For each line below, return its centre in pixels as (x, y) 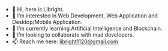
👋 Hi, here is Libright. (38, 9)
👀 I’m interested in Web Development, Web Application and (85, 16)
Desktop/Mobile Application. (47, 22)
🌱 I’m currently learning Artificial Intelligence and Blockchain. (87, 28)
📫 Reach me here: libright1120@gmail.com (65, 41)
